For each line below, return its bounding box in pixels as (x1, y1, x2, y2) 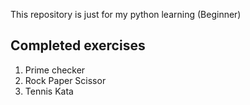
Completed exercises (10, 37, 146, 54)
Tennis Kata (24, 85, 74, 97)
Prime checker (24, 64, 86, 76)
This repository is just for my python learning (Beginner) (10, 9, 242, 20)
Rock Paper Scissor (24, 74, 107, 86)
